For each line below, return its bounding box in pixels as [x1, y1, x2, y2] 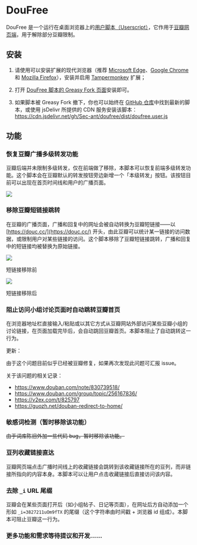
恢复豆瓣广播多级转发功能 [6, 150, 79, 158]
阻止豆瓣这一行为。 [16, 515, 63, 522]
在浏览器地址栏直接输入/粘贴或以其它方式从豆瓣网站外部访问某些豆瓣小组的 [6, 320, 188, 327]
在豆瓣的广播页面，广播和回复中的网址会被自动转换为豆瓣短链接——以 [6, 220, 176, 227]
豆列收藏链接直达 [6, 449, 55, 457]
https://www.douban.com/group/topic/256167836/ [14, 390, 137, 397]
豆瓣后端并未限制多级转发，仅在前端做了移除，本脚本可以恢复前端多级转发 [6, 165, 186, 172]
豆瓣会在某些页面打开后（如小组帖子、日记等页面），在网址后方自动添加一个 [6, 500, 189, 507]
